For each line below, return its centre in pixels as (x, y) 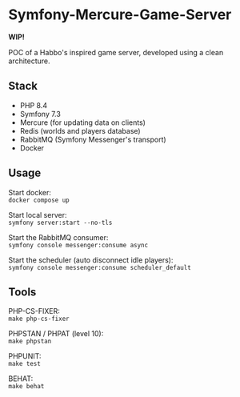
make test (25, 364)
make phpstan (30, 342)
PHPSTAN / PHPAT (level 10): (56, 334)
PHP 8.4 (34, 105)
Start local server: (38, 215)
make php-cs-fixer (39, 319)
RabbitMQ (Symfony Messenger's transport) (93, 139)
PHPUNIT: (25, 356)
